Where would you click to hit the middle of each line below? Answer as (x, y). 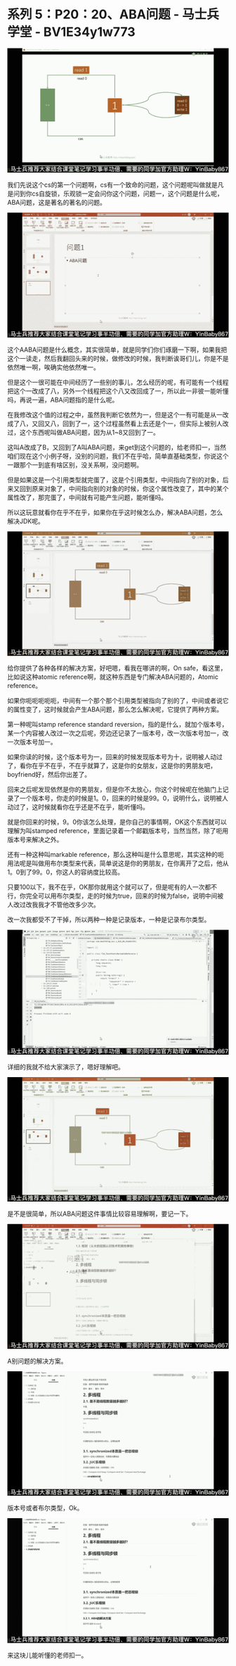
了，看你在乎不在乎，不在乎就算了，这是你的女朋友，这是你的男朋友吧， (112, 766)
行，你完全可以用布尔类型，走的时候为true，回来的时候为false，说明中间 (112, 896)
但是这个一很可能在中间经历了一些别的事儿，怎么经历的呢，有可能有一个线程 (118, 382)
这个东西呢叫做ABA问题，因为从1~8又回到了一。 (90, 432)
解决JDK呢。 (26, 521)
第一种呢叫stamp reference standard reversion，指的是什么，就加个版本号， (118, 725)
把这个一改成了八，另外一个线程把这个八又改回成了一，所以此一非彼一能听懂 (118, 390)
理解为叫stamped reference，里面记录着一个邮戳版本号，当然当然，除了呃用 (118, 831)
